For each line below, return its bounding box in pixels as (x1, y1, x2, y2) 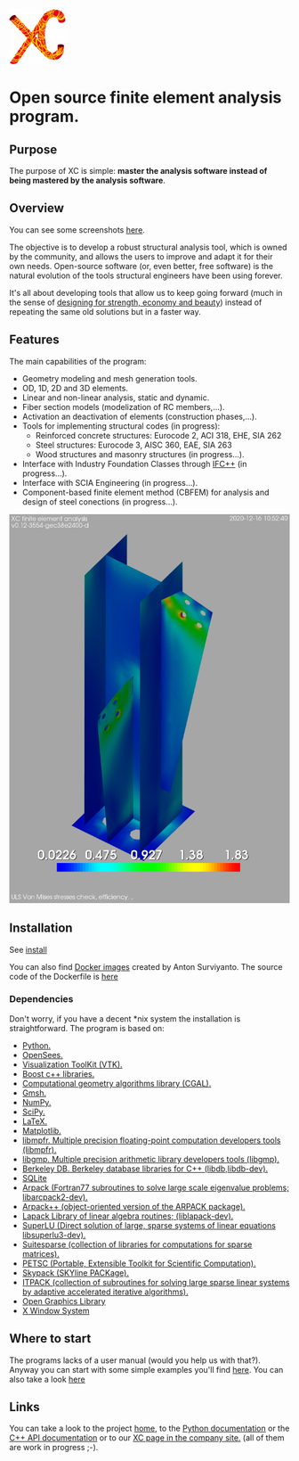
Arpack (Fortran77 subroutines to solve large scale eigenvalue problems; (21, 1182, 289, 1193)
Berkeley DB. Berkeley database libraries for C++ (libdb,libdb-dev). (21, 1163, 269, 1174)
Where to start (9, 1331, 92, 1346)
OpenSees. (21, 1049, 64, 1060)
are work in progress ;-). (9, 1442, 99, 1453)
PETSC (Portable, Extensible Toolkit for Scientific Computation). (21, 1258, 256, 1268)
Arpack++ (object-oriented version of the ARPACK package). (21, 1201, 246, 1211)
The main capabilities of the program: (9, 356, 147, 366)
